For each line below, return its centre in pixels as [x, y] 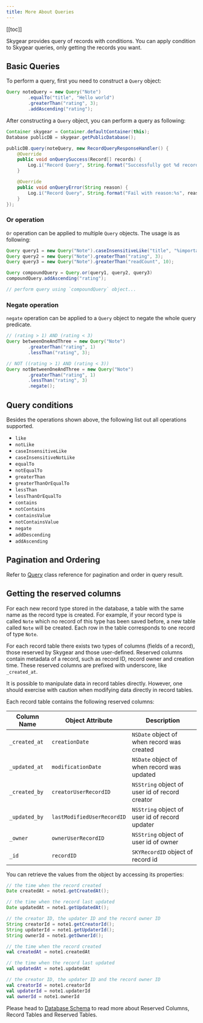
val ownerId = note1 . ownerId [43, 996]
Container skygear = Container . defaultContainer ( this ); [78, 132]
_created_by [27, 792]
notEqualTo [29, 471]
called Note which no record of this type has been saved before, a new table [101, 621]
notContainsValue [37, 522]
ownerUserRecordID [78, 838]
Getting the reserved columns [64, 594]
